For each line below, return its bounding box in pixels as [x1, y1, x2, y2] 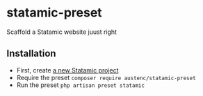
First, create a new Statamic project [16, 66, 119, 74]
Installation [6, 48, 56, 59]
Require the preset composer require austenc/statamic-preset [16, 73, 196, 81]
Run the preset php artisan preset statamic [16, 81, 145, 89]
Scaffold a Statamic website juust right [6, 28, 117, 36]
